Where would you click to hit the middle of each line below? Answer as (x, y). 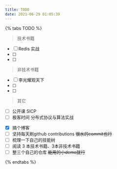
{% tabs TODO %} (23, 28)
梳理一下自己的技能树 (34, 140)
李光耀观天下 (31, 80)
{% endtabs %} (21, 162)
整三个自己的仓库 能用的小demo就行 (49, 152)
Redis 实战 (29, 48)
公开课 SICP (24, 111)
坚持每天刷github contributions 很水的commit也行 (62, 134)
